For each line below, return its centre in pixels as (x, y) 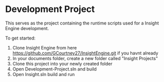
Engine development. (27, 28)
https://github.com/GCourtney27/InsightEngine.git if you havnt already (85, 53)
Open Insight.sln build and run (44, 74)
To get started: (21, 38)
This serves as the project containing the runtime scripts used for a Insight (82, 23)
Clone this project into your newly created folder (62, 63)
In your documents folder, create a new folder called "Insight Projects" (85, 58)
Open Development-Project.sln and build (54, 69)
